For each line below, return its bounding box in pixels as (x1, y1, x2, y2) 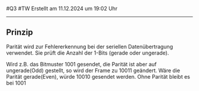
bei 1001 (6, 79, 27, 86)
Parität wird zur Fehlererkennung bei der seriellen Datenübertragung (6, 43, 174, 50)
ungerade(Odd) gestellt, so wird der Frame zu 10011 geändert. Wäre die (6, 67, 181, 74)
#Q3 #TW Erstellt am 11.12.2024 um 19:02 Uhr (6, 5, 118, 12)
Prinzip (6, 28, 33, 38)
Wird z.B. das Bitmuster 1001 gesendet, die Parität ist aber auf (6, 60, 157, 68)
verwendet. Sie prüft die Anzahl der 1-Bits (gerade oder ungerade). (6, 49, 169, 56)
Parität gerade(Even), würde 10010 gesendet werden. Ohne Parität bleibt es (6, 73, 191, 80)
